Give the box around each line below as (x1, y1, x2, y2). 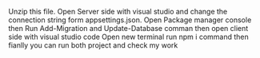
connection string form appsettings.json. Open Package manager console (8, 15, 252, 25)
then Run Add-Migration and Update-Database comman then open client (8, 24, 249, 33)
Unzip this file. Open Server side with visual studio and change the (8, 7, 228, 16)
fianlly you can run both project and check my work (8, 41, 178, 50)
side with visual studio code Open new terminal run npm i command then (8, 32, 250, 41)
